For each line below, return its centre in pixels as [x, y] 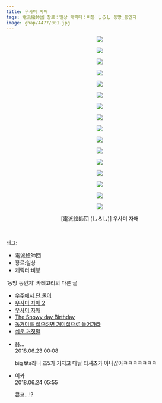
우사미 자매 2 [30, 303]
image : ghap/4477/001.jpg [38, 23]
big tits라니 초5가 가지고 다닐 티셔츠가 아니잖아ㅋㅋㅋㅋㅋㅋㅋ [86, 363]
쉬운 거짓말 [28, 332]
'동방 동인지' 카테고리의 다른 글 [42, 283]
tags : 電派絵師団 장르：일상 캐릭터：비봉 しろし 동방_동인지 [71, 17]
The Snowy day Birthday [45, 317]
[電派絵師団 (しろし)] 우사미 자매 [100, 219]
